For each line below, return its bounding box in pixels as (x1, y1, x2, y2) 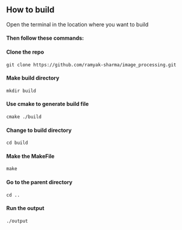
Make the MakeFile (6, 152, 55, 160)
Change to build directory (6, 126, 72, 134)
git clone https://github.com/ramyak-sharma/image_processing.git (6, 61, 177, 68)
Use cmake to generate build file (6, 101, 89, 108)
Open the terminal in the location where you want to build (6, 20, 149, 28)
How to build (6, 5, 55, 15)
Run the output (6, 205, 45, 212)
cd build (6, 140, 28, 146)
